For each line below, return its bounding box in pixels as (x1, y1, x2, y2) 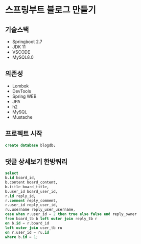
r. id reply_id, (5, 194, 36, 199)
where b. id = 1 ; (5, 234, 38, 240)
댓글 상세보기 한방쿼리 (5, 157, 68, 166)
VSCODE (12, 49, 30, 55)
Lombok (12, 83, 29, 89)
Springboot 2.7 (12, 39, 43, 44)
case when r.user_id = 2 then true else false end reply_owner (5, 212, 137, 217)
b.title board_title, (5, 184, 49, 189)
